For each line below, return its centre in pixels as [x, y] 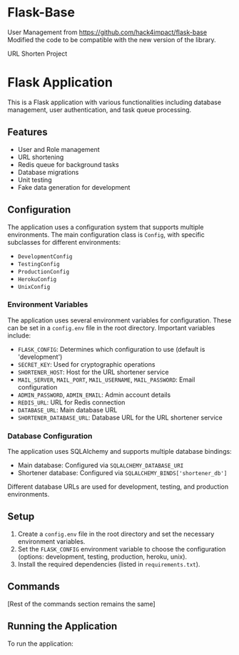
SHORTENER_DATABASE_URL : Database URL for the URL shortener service [120, 417]
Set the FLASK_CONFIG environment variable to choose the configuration [122, 549]
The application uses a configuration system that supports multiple [106, 227]
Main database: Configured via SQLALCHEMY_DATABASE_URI [101, 465]
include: [19, 335]
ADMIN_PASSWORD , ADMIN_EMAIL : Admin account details [94, 395]
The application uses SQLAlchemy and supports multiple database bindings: [119, 452]
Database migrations [48, 172]
